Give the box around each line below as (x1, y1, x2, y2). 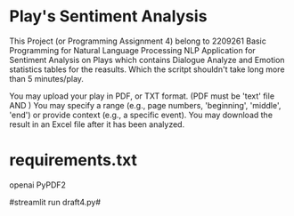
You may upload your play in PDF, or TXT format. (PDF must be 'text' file (9, 91, 274, 101)
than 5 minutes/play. (9, 73, 85, 84)
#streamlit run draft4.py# (9, 196, 101, 207)
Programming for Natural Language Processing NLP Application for (9, 44, 256, 55)
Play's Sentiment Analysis (9, 6, 208, 27)
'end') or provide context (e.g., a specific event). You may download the (9, 109, 274, 120)
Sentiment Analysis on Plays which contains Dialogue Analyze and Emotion (9, 54, 285, 65)
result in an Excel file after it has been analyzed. (9, 118, 185, 130)
